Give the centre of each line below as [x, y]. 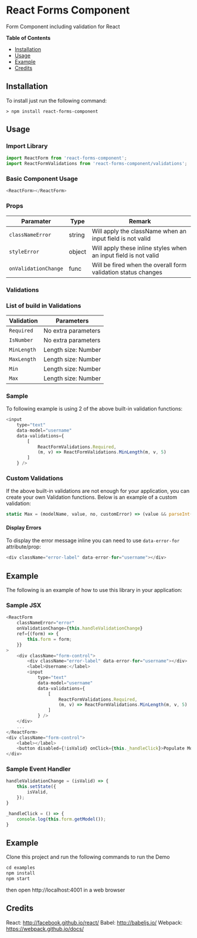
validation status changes [127, 272]
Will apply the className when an [139, 231]
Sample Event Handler [38, 769]
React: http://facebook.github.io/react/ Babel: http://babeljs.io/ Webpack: [94, 922]
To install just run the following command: [57, 100]
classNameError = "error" [46, 623]
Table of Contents [28, 38]
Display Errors [24, 527]
